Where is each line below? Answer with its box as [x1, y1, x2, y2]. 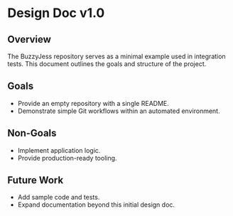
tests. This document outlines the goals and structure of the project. [7, 60, 207, 68]
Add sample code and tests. [17, 193, 100, 202]
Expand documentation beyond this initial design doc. [17, 200, 175, 209]
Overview [7, 33, 52, 45]
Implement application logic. [17, 146, 101, 154]
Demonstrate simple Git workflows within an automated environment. [17, 107, 220, 115]
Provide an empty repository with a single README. [17, 99, 169, 107]
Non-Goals [7, 127, 57, 139]
